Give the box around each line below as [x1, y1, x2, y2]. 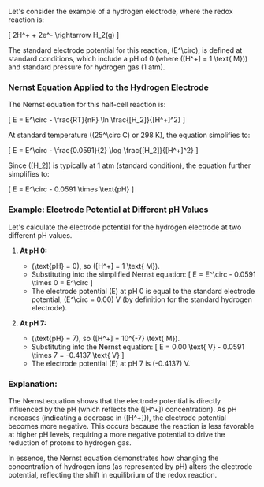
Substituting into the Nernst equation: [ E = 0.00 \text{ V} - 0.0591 [31, 342, 245, 351]
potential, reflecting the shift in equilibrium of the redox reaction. [8, 470, 218, 479]
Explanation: [8, 378, 58, 389]
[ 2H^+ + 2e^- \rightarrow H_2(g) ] [8, 31, 120, 39]
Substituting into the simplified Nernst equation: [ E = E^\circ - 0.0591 [31, 270, 256, 279]
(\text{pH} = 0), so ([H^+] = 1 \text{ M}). [31, 261, 160, 270]
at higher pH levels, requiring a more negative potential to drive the [8, 429, 226, 439]
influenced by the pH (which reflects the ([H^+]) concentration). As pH [8, 404, 237, 414]
